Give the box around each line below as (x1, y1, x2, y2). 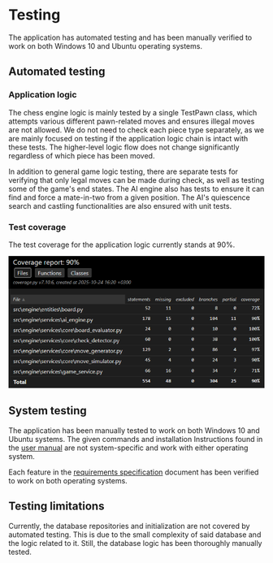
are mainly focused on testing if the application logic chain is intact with (8, 133, 249, 143)
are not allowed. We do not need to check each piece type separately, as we (8, 124, 265, 135)
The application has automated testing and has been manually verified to (8, 32, 253, 42)
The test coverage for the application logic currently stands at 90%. (8, 240, 236, 249)
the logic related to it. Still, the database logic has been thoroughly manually (8, 538, 262, 548)
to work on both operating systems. (8, 475, 128, 485)
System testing (8, 404, 87, 418)
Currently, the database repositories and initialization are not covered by (8, 521, 250, 531)
